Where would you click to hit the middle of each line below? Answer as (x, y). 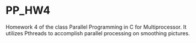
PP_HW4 (28, 10)
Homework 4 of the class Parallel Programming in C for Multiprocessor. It (96, 27)
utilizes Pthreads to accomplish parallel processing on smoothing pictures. (98, 33)
